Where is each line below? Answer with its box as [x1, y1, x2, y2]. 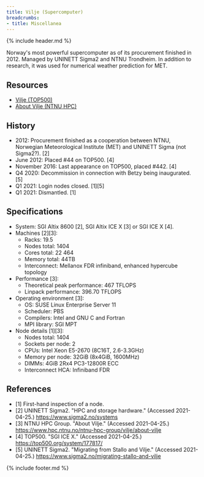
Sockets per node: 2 [24, 340, 76, 347]
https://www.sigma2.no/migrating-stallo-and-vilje [36, 452, 161, 460]
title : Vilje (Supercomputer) [6, 9, 84, 15]
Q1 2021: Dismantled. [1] [15, 189, 77, 196]
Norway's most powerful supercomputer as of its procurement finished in [6, 49, 192, 56]
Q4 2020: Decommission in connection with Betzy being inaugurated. [15, 169, 191, 177]
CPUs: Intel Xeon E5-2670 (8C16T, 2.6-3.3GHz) [24, 346, 145, 354]
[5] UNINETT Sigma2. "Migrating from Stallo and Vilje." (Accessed [15, 446, 183, 453]
